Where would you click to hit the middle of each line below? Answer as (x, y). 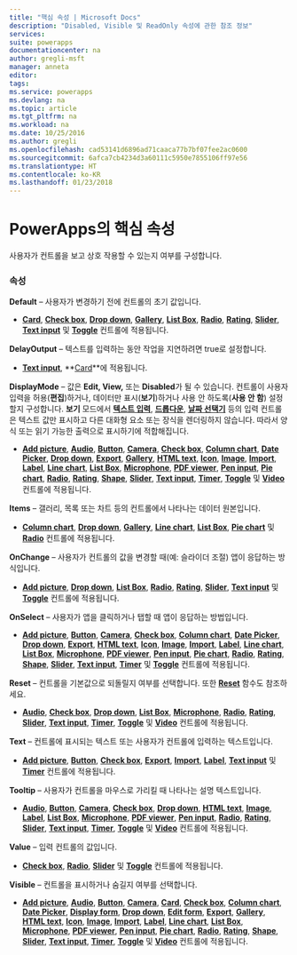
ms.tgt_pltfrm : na (43, 116)
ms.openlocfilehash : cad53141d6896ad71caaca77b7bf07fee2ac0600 (129, 149)
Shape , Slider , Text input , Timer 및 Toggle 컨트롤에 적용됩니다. (136, 665)
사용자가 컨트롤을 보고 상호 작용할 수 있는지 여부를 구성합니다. (116, 256)
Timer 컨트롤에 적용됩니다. (69, 772)
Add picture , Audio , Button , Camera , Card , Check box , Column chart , (152, 903)
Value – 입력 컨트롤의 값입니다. (63, 847)
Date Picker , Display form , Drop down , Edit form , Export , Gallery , (144, 912)
